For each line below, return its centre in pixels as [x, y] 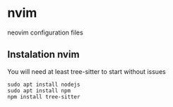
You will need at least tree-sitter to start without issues [86, 71]
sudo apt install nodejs [44, 84]
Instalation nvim [43, 55]
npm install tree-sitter [44, 96]
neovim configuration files [45, 32]
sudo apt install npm [39, 90]
